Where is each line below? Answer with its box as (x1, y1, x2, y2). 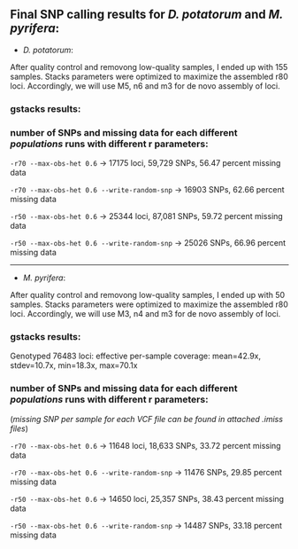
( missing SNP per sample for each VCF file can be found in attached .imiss (10, 413, 284, 424)
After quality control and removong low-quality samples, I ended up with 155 (10, 61, 288, 72)
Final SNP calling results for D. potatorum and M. (10, 7, 284, 22)
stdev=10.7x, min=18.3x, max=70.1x (10, 360, 138, 371)
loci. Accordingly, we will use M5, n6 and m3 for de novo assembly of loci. (10, 80, 281, 91)
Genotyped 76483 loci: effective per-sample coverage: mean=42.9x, (10, 350, 262, 362)
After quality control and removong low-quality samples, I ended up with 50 (10, 290, 286, 301)
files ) (10, 423, 29, 434)
